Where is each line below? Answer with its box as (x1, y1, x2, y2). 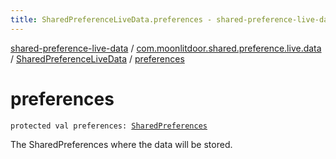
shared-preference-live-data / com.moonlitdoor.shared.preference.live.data (10, 42, 322, 54)
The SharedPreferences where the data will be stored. (10, 138, 233, 150)
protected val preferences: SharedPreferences (10, 121, 208, 131)
